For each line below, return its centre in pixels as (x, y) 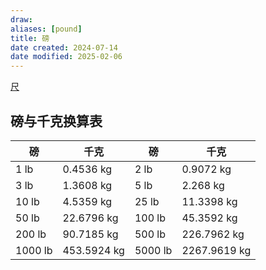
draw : (21, 19)
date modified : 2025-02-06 (66, 57)
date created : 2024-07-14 (64, 47)
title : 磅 (30, 38)
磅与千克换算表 (56, 121)
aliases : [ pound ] (46, 29)
